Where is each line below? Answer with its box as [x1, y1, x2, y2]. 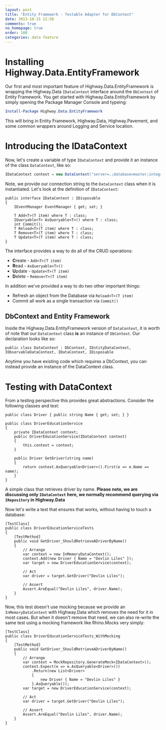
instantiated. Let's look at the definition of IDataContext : [5, 186, 119, 192]
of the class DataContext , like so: [5, 162, 72, 168]
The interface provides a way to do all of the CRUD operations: [5, 248, 133, 254]
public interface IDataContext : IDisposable [5, 196, 100, 201]
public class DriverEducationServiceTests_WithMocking [5, 634, 121, 639]
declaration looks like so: [5, 336, 56, 342]
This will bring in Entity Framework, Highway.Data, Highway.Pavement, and [5, 118, 158, 124]
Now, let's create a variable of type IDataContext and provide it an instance [5, 157, 158, 163]
